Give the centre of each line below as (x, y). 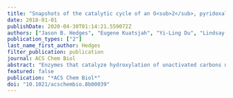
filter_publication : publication (55, 52)
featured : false (31, 71)
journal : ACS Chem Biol (42, 59)
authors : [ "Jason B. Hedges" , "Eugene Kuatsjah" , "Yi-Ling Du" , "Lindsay (116, 33)
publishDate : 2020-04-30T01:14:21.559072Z (69, 26)
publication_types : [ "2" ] (44, 39)
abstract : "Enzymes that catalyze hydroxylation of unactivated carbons (114, 65)
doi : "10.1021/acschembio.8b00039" (59, 84)
